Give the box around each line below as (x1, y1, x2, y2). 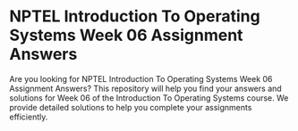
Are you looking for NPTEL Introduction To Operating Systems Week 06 (9, 73, 273, 84)
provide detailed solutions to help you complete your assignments (9, 102, 252, 112)
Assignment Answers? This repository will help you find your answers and (9, 83, 282, 94)
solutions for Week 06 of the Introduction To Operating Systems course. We (9, 92, 289, 103)
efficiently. (9, 111, 48, 122)
